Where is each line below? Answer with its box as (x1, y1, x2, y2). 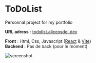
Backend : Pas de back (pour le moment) (5, 43, 88, 49)
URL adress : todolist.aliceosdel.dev (5, 29, 77, 34)
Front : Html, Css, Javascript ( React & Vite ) (5, 38, 92, 44)
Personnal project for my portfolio (5, 19, 73, 25)
